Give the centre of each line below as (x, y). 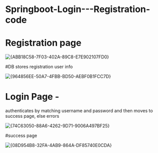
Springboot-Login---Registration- (78, 9)
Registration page (43, 43)
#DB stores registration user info (39, 67)
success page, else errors (32, 116)
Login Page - (32, 97)
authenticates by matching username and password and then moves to (79, 111)
